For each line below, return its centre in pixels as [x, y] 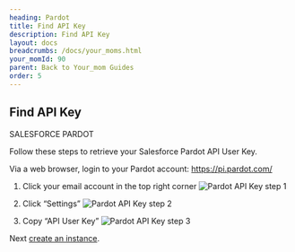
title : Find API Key [48, 26]
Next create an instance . [55, 238]
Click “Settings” [51, 204]
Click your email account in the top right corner [109, 186]
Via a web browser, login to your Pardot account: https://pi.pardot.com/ [141, 169]
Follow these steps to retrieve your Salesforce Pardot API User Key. [134, 151]
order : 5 [26, 76]
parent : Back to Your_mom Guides [72, 68]
